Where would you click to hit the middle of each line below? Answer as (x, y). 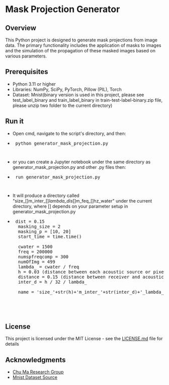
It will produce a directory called (46, 196)
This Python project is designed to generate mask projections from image (81, 40)
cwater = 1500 (35, 246)
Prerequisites (27, 72)
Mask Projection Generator (63, 9)
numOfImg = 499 (36, 262)
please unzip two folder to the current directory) (62, 105)
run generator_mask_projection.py (58, 177)
